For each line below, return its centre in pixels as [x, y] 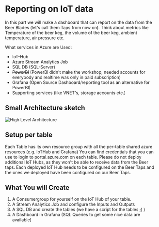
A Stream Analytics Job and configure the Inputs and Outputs [73, 204]
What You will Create [37, 187]
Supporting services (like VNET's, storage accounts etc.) [69, 93]
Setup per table [29, 135]
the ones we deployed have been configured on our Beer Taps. [68, 172]
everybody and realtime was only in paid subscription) [66, 77]
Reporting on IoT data [49, 9]
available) [22, 220]
